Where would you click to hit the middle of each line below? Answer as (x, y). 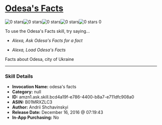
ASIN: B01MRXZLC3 (32, 102)
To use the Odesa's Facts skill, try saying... (47, 31)
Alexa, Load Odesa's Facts (39, 50)
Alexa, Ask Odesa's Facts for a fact (47, 40)
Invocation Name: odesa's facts (44, 87)
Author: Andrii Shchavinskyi (40, 107)
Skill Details (19, 76)
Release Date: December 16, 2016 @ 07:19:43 (58, 112)
